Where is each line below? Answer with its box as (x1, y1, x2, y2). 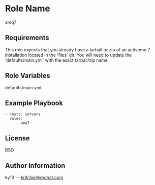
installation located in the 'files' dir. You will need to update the (5, 52, 132, 58)
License (5, 134, 30, 142)
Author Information (5, 161, 65, 170)
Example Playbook (5, 99, 63, 107)
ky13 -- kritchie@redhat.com (5, 175, 63, 180)
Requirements (5, 34, 49, 42)
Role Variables (5, 72, 50, 80)
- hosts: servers (5, 112, 41, 117)
